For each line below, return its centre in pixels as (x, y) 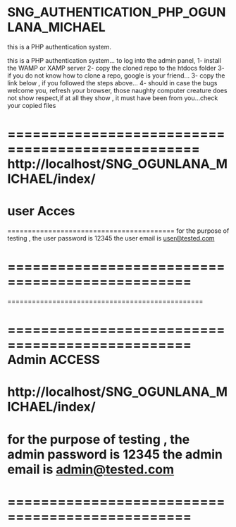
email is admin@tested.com (91, 469)
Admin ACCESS (54, 360)
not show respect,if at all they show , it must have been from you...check (113, 98)
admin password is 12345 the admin (115, 454)
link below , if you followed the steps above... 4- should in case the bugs (112, 83)
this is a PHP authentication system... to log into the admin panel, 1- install (114, 60)
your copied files (32, 105)
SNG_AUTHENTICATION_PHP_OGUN (117, 12)
